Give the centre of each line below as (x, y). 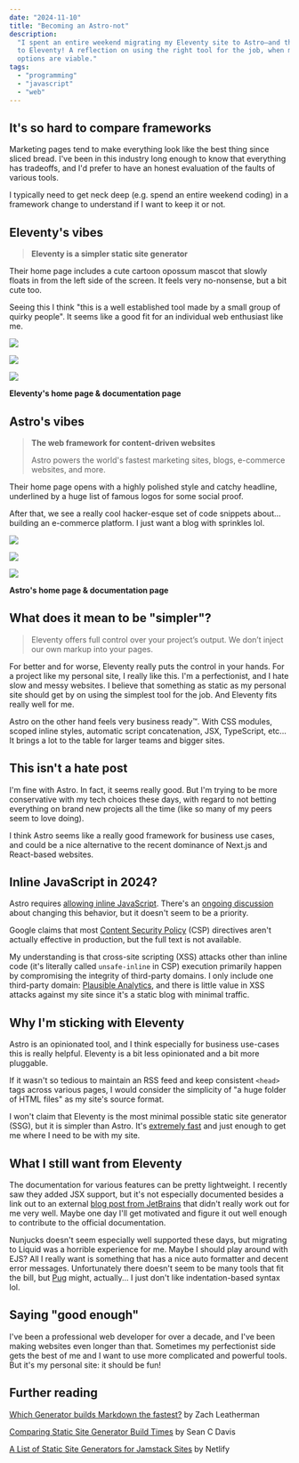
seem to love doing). (47, 818)
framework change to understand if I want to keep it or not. (117, 205)
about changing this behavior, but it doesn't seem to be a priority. (129, 913)
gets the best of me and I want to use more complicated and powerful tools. (148, 1355)
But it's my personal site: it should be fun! (85, 1365)
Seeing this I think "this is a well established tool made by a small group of (145, 307)
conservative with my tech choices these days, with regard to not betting (143, 799)
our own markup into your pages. (92, 649)
